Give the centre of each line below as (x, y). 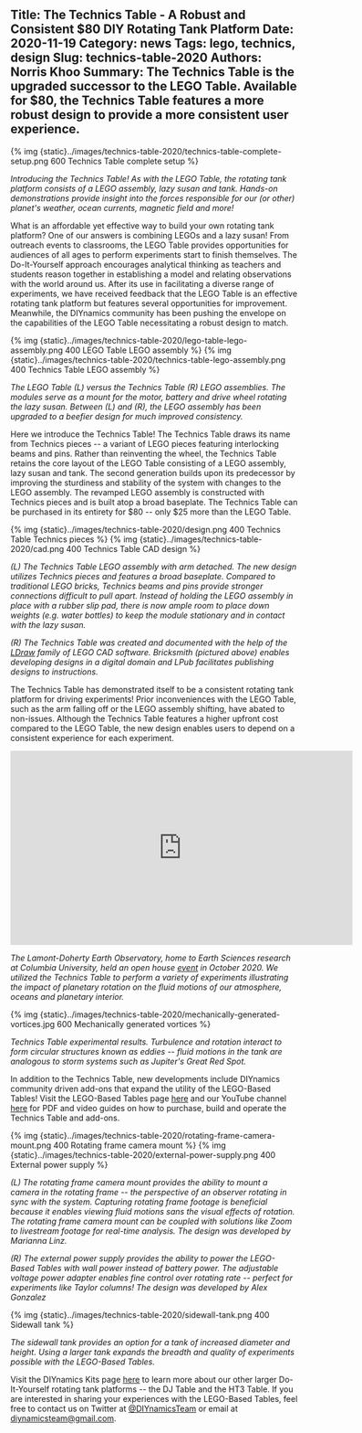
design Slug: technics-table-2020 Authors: (136, 58)
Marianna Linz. (39, 1240)
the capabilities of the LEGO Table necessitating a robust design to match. (150, 323)
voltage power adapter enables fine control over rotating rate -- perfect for (151, 1278)
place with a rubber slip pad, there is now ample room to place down (140, 605)
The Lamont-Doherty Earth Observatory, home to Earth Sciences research (150, 958)
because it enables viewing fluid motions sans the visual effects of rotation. (153, 1211)
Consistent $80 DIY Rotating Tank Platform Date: (152, 30)
